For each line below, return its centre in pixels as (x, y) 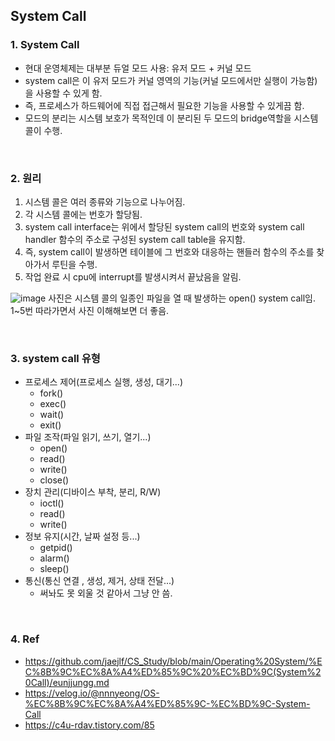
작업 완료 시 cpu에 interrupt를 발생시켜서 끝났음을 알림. (133, 276)
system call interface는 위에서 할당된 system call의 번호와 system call (164, 226)
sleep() (54, 569)
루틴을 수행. (74, 264)
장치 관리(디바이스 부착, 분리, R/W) (93, 492)
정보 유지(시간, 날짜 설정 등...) (82, 536)
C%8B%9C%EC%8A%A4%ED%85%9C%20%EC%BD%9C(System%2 (173, 671)
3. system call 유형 (55, 358)
